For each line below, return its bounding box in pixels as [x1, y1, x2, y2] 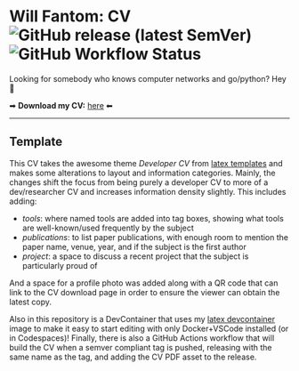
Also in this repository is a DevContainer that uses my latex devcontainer [9, 313, 276, 324]
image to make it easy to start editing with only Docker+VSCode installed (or [9, 323, 289, 334]
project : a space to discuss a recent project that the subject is [21, 251, 249, 262]
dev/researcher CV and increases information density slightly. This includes [9, 186, 287, 197]
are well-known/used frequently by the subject [21, 222, 194, 233]
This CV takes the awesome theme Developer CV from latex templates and [9, 157, 283, 168]
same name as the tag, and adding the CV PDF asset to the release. [9, 351, 257, 362]
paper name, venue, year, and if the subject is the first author [21, 241, 246, 252]
